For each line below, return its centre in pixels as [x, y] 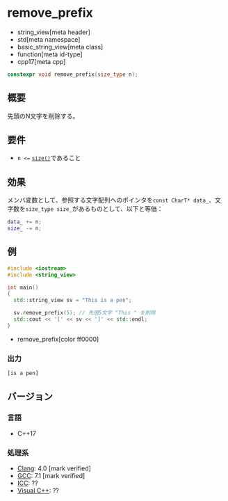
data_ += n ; [24, 222]
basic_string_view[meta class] [60, 47]
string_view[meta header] [54, 32]
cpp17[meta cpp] [41, 61]
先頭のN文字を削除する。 [43, 116]
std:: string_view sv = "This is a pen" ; [73, 301]
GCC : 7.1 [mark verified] [51, 476]
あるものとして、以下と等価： [121, 209]
